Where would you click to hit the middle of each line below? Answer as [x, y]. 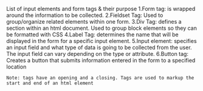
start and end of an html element [50, 83]
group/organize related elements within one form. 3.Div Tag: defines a [94, 22]
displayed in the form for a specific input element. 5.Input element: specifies [101, 41]
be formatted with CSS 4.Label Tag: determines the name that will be [93, 35]
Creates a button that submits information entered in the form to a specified [101, 60]
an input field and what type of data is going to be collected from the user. [99, 47]
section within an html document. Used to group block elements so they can [102, 28]
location [16, 67]
